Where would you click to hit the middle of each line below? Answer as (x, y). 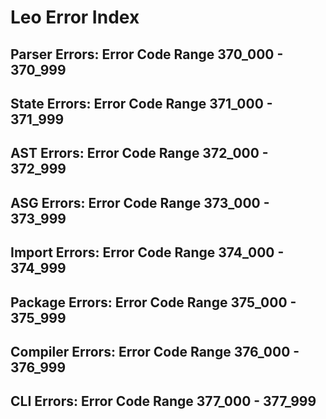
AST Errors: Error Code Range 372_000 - (139, 153)
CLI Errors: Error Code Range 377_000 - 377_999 (163, 401)
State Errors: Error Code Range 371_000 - (141, 103)
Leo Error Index (75, 17)
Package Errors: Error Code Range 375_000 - (153, 302)
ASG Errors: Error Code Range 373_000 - (140, 202)
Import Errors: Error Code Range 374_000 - (147, 252)
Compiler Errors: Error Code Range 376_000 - (155, 351)
